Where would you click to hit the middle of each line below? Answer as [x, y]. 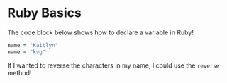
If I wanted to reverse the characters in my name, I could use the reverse [113, 65]
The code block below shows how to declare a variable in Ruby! [100, 32]
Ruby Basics [44, 13]
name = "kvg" [27, 52]
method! [20, 72]
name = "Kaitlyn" [33, 45]
